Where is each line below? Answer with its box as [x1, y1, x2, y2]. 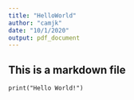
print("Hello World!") [8, 84, 84, 92]
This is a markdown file [8, 63, 126, 76]
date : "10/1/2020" [8, 26, 69, 34]
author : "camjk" [8, 19, 62, 27]
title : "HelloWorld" [8, 11, 77, 20]
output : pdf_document [8, 33, 81, 42]
